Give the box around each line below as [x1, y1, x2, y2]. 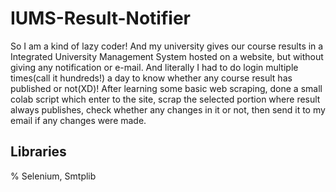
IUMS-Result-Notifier [10, 7, 191, 30]
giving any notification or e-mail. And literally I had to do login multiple [10, 61, 299, 73]
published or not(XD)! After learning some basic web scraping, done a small [10, 82, 323, 94]
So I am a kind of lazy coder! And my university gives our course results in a [10, 40, 324, 52]
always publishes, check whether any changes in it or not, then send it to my [10, 103, 326, 116]
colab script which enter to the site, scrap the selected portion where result [10, 93, 321, 105]
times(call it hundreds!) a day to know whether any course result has [10, 72, 293, 84]
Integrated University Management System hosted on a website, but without [10, 50, 324, 62]
